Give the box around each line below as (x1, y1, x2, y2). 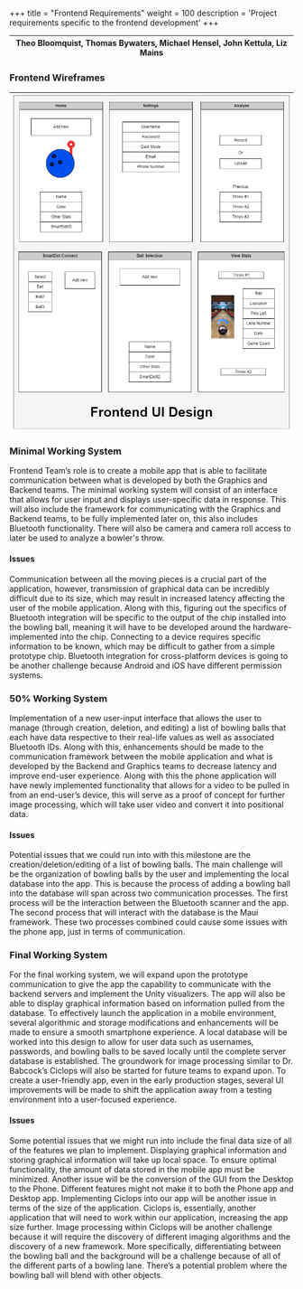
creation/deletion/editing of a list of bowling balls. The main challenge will (9, 859, 283, 870)
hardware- (252, 621, 292, 632)
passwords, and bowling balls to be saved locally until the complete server (9, 1046, 287, 1057)
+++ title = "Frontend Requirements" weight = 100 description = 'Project (9, 8, 278, 18)
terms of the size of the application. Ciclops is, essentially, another (9, 1202, 257, 1213)
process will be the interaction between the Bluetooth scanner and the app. (9, 898, 289, 908)
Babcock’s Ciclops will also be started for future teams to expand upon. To (9, 1066, 287, 1077)
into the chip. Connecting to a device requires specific (60, 631, 262, 642)
